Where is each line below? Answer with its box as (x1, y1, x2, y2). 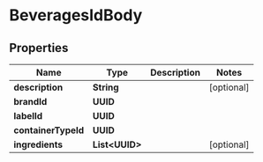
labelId (13, 110, 43, 121)
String (92, 81, 119, 93)
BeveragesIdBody (9, 5, 143, 26)
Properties (9, 40, 69, 55)
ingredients (13, 138, 64, 151)
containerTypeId (13, 124, 85, 136)
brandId (13, 96, 48, 107)
